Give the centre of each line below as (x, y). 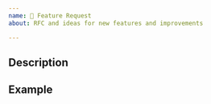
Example (31, 90)
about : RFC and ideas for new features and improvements (106, 23)
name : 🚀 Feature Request (50, 16)
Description (38, 62)
